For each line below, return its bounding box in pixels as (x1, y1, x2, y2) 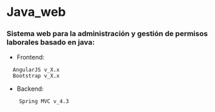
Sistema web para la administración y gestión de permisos (6, 29, 208, 39)
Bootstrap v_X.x (13, 73, 60, 80)
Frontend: (16, 53, 45, 62)
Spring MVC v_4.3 (19, 98, 70, 105)
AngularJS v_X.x (13, 66, 60, 73)
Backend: (16, 84, 45, 93)
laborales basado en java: (6, 37, 95, 47)
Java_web (6, 4, 66, 20)
